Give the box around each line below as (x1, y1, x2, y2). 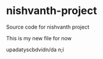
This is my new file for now (6, 34, 72, 41)
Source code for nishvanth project (6, 23, 90, 30)
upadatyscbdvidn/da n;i (6, 46, 65, 53)
